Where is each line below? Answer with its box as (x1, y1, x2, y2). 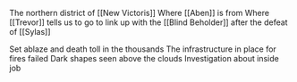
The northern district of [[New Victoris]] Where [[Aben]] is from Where (9, 8, 270, 18)
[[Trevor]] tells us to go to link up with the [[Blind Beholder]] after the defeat (9, 17, 288, 28)
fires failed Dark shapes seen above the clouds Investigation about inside (9, 53, 279, 63)
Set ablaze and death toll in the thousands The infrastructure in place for (9, 44, 277, 54)
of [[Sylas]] (9, 27, 51, 37)
